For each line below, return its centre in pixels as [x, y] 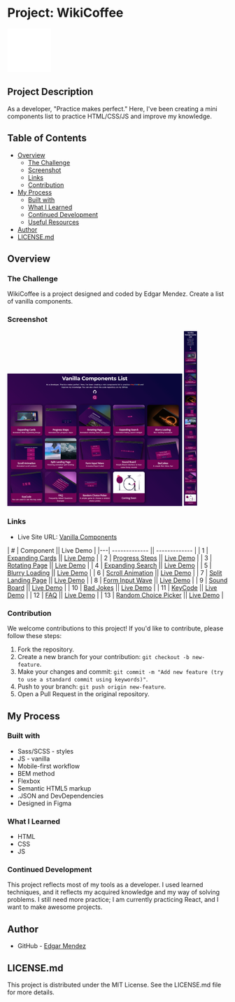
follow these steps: [34, 636]
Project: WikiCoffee [65, 13]
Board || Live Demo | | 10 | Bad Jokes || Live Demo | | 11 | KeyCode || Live [112, 587]
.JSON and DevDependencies [60, 796]
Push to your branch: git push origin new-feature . [92, 686]
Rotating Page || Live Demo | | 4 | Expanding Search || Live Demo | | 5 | [109, 565]
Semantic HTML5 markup [54, 788]
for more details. [31, 992]
